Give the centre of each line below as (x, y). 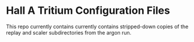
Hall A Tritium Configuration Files (88, 11)
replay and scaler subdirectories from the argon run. (69, 32)
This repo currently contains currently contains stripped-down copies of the (97, 26)
